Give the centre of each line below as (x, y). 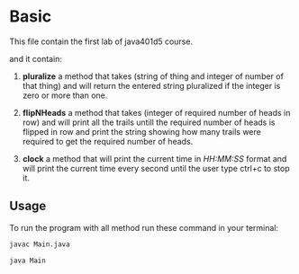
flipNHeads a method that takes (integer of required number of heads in (156, 112)
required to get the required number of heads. (108, 141)
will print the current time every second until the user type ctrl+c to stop (156, 168)
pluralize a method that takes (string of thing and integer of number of (153, 76)
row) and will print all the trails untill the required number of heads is (149, 122)
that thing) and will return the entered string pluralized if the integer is (151, 85)
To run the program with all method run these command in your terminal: (144, 227)
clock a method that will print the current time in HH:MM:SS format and (154, 158)
